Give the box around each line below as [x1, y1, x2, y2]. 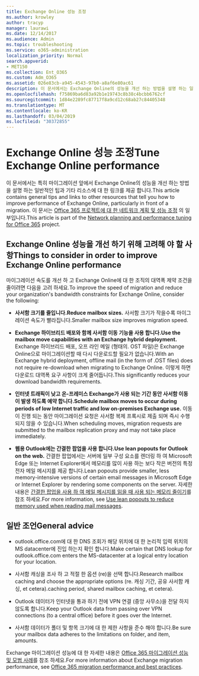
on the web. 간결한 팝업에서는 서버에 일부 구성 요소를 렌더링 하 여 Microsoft [14, 452, 192, 459]
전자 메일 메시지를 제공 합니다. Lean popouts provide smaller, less [14, 467, 170, 474]
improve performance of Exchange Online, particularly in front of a [6, 199, 169, 207]
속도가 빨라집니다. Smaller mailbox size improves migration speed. [30, 316, 188, 323]
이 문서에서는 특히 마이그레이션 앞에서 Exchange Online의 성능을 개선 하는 [6, 179, 179, 186]
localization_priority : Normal [6, 53, 84, 59]
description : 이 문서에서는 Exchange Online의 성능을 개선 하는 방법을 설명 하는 [6, 86, 187, 92]
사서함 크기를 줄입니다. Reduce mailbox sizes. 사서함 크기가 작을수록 [14, 309, 176, 316]
